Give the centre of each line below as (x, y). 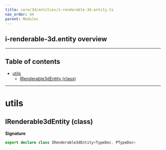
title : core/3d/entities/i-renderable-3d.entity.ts (59, 10)
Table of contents (33, 62)
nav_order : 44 (20, 14)
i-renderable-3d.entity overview (56, 39)
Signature (16, 133)
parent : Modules (22, 19)
